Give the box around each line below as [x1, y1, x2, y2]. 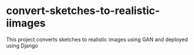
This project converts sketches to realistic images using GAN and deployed [6, 36, 188, 43]
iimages [6, 16, 46, 30]
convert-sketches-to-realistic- [6, 4, 160, 18]
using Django [6, 42, 38, 49]
